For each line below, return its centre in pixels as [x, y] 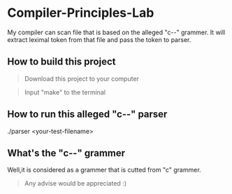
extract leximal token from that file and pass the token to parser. [99, 39]
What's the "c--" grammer [66, 153]
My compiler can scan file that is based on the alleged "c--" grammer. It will [116, 32]
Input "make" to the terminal [65, 92]
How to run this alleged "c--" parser [87, 115]
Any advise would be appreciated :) [75, 183]
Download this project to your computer [82, 78]
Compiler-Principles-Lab [81, 13]
